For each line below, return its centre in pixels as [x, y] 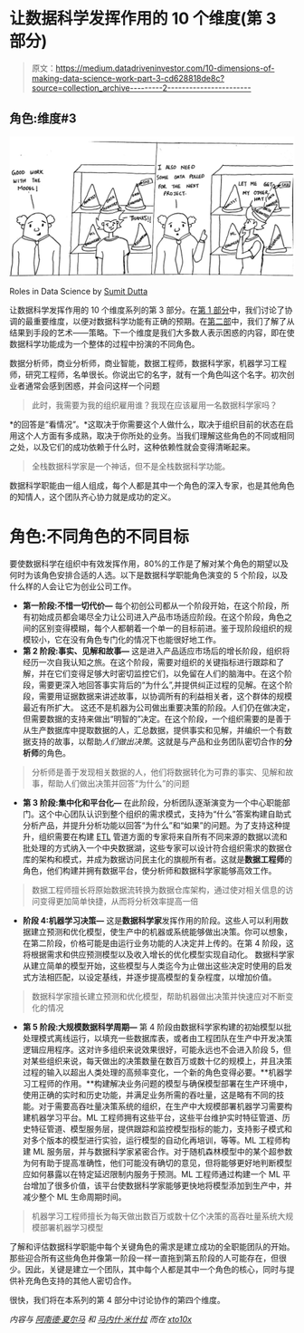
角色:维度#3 [43, 119]
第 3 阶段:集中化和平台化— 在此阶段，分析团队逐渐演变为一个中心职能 [152, 803]
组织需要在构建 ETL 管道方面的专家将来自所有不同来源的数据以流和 [163, 837]
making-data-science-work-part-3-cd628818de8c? [128, 78]
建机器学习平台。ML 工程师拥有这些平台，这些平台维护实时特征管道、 [152, 1118]
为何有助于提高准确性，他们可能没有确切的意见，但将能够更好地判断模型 [157, 1163]
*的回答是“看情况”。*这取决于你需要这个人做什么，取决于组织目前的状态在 [148, 425]
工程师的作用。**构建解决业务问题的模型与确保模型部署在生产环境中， [161, 1084]
